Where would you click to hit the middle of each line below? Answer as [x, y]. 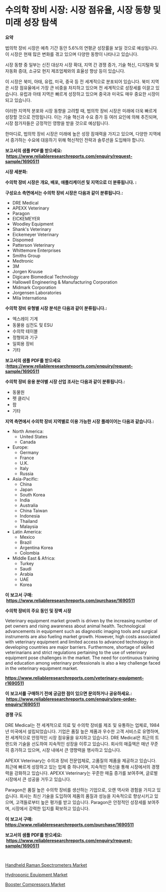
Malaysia [29, 526]
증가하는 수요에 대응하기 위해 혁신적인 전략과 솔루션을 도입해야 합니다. [78, 140]
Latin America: [27, 532]
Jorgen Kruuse [28, 271]
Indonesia [30, 516]
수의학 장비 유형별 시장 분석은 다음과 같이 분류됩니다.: [56, 308]
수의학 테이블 [25, 331]
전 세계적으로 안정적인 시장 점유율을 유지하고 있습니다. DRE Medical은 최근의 [80, 737]
